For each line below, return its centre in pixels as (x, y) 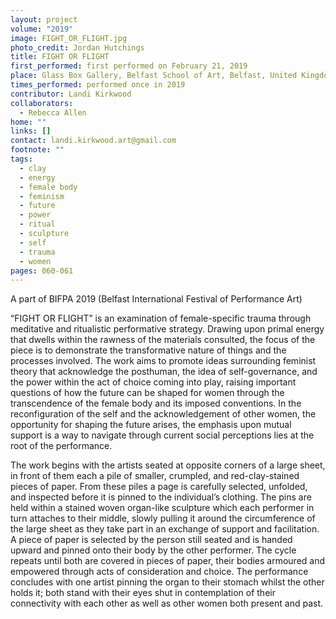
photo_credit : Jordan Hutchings (77, 47)
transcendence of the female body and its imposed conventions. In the (156, 403)
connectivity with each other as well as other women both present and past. (167, 603)
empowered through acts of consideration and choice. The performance (159, 572)
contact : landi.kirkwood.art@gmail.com (93, 141)
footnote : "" (37, 150)
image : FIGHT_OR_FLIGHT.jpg (69, 38)
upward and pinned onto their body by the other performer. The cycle (153, 550)
